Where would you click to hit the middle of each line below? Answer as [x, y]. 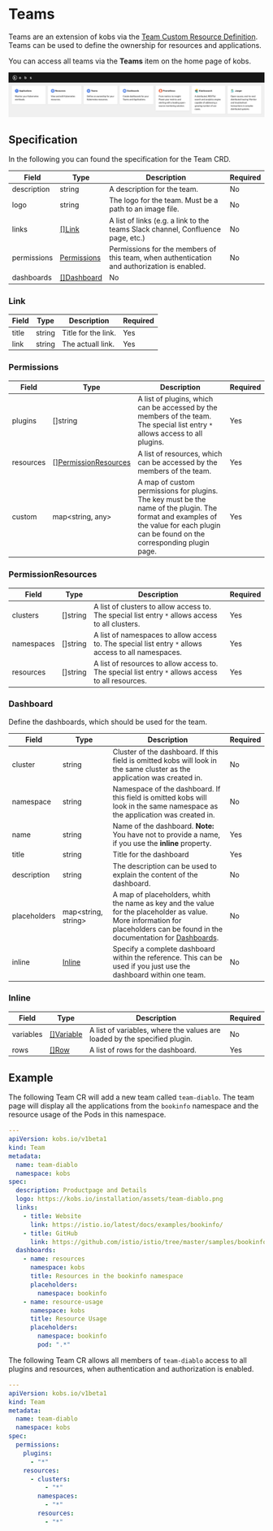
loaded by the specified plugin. [141, 1039]
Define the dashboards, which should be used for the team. [108, 722]
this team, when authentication [161, 258]
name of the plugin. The [178, 508]
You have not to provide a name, [167, 835]
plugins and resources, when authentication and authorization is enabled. [131, 1368]
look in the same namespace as [165, 806]
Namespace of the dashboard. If [167, 788]
